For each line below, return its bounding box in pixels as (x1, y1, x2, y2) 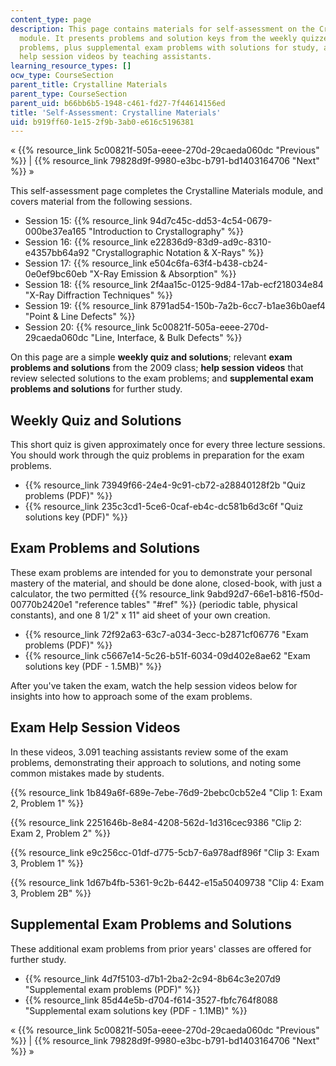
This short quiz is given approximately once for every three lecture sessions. (10, 439, 326, 451)
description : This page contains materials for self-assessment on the (10, 24, 315, 34)
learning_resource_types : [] (10, 61, 132, 71)
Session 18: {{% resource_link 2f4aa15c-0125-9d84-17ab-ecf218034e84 (24, 279, 324, 291)
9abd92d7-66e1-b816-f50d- (206, 587, 324, 600)
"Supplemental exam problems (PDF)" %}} (24, 983, 201, 995)
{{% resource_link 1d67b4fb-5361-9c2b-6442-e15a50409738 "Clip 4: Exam (10, 876, 325, 888)
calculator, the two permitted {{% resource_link (10, 587, 205, 600)
